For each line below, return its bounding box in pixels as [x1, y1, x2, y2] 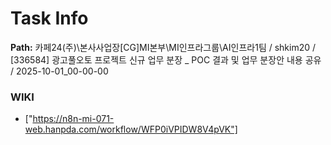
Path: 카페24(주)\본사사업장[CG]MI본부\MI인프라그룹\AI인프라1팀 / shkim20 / [10, 41, 317, 53]
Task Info [10, 7, 89, 30]
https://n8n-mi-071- [32, 113, 115, 125]
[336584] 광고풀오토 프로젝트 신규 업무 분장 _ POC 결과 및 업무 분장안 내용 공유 [10, 53, 322, 66]
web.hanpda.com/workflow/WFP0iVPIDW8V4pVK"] [24, 123, 238, 136]
